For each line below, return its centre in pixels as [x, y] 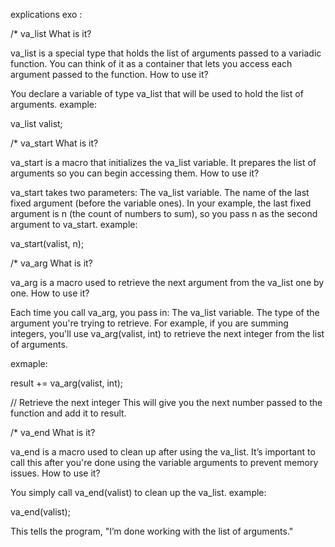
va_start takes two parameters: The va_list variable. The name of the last [160, 192]
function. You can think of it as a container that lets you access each [151, 63]
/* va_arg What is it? [51, 263]
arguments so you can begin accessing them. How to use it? [135, 173]
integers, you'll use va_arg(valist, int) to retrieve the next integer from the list [167, 333]
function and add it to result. [68, 413]
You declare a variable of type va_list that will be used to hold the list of [157, 93]
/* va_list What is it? [51, 33]
